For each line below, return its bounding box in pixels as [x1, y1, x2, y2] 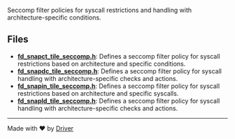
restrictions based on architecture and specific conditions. [17, 59, 186, 68]
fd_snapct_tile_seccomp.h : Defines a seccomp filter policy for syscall [17, 52, 220, 60]
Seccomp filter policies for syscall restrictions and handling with [7, 6, 192, 14]
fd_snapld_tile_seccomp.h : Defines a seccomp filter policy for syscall [17, 96, 220, 105]
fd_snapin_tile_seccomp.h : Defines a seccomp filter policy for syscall [17, 82, 220, 90]
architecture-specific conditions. [7, 13, 101, 22]
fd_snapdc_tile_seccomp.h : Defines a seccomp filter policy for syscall [17, 66, 222, 75]
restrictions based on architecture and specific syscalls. [17, 89, 179, 97]
